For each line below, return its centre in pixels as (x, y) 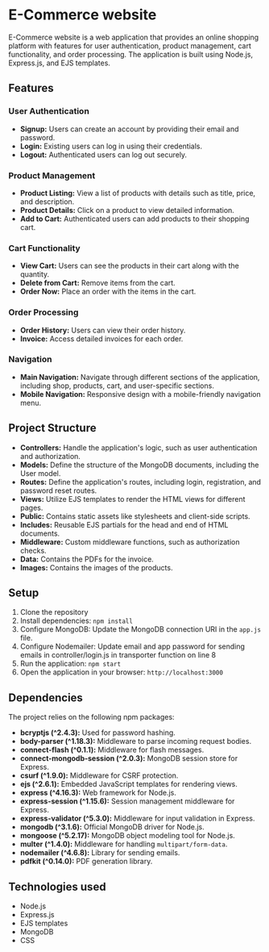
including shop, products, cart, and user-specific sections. (117, 386)
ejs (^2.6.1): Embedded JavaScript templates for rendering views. (128, 784)
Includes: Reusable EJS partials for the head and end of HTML (124, 524)
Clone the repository (54, 612)
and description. (47, 201)
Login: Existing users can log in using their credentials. (111, 146)
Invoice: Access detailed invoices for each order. (101, 338)
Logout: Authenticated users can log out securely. (103, 154)
